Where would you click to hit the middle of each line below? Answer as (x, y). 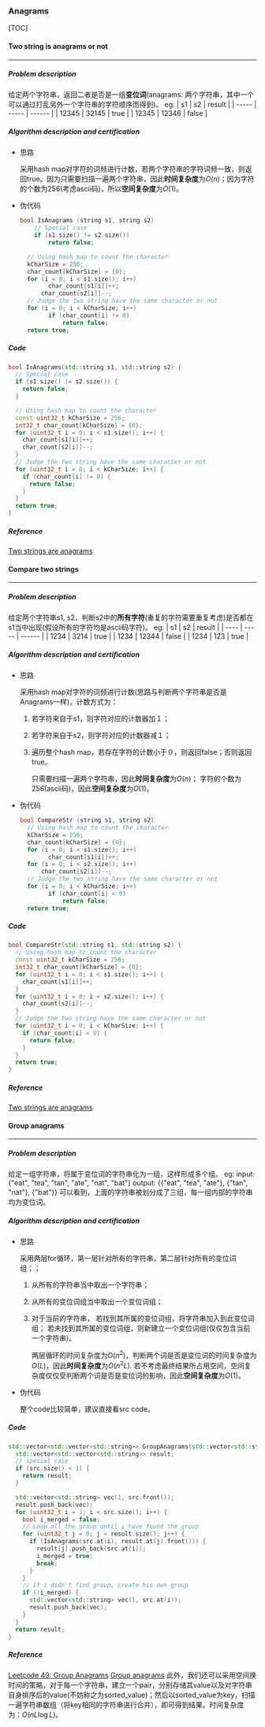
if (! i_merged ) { (51, 1593)
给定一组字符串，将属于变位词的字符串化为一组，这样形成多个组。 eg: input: (131, 1174)
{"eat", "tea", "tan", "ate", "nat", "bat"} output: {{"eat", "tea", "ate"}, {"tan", (128, 1183)
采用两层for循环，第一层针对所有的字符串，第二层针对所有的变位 (125, 1259)
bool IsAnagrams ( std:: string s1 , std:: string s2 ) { (95, 367)
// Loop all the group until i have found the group (111, 1527)
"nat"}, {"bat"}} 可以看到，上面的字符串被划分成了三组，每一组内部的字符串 (131, 1192)
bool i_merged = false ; (62, 1520)
